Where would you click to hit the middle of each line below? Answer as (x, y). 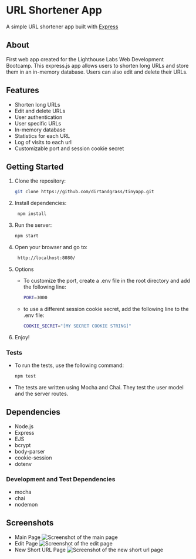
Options (24, 269)
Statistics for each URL (42, 135)
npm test (25, 376)
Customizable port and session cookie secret (69, 148)
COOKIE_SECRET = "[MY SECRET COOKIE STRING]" (77, 326)
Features (23, 90)
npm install (32, 214)
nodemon (26, 504)
